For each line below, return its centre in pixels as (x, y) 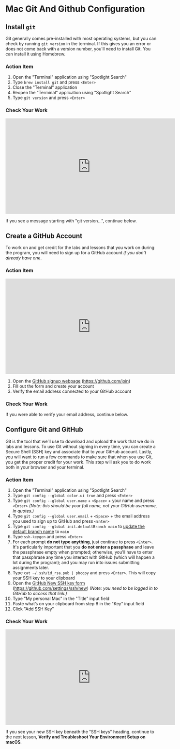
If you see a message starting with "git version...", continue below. (71, 221)
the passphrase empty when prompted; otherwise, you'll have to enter (82, 552)
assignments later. (31, 568)
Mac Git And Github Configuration (75, 9)
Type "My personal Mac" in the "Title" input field (61, 599)
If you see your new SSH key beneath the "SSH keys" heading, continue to (80, 732)
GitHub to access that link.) (40, 594)
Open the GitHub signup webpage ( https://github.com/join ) (71, 381)
